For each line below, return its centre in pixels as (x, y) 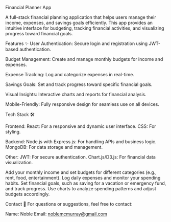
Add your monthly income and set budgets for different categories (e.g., (81, 172)
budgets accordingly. (28, 194)
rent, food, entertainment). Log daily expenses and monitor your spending (83, 178)
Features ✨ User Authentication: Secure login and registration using (77, 43)
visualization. (19, 162)
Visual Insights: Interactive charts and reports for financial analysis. (76, 94)
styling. (13, 132)
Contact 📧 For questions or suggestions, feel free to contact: (69, 204)
